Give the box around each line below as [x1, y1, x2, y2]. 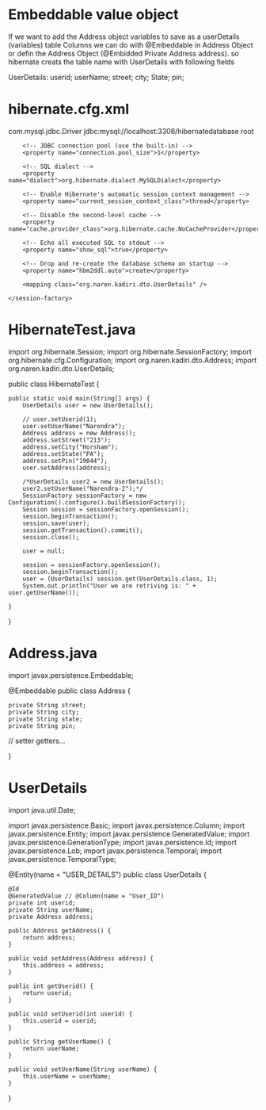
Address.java [8, 645, 97, 662]
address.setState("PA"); [22, 450, 104, 457]
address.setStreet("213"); [22, 436, 112, 444]
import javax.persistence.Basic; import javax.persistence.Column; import [8, 821, 245, 830]
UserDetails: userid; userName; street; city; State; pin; [8, 72, 184, 82]
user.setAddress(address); [22, 464, 112, 472]
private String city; [8, 708, 80, 716]
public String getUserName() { [8, 1037, 112, 1046]
